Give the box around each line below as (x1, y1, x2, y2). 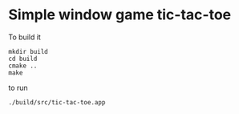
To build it (8, 32, 42, 42)
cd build (8, 55, 38, 63)
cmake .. (8, 62, 38, 70)
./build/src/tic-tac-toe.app (8, 98, 106, 106)
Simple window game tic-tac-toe (8, 6, 231, 24)
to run (8, 83, 28, 92)
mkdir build (8, 47, 48, 55)
